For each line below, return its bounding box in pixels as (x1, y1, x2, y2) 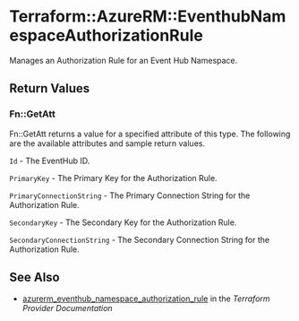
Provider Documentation (21, 303, 114, 314)
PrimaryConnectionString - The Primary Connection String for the (9, 190, 251, 201)
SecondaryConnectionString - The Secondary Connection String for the (9, 234, 270, 245)
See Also (9, 270, 60, 285)
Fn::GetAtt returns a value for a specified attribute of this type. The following (9, 128, 291, 139)
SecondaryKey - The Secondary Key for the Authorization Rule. (9, 217, 237, 228)
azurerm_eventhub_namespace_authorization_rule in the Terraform (21, 293, 270, 304)
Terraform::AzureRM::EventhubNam (9, 6, 286, 27)
